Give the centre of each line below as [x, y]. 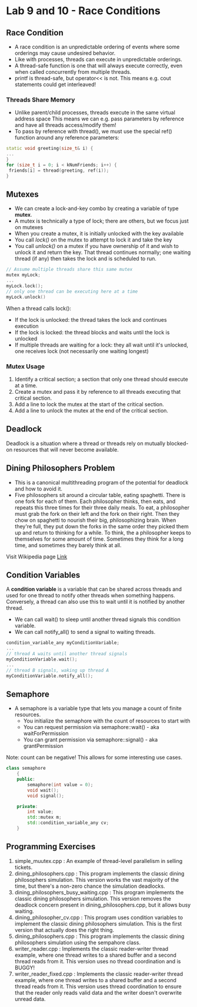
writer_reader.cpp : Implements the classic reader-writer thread [91, 949]
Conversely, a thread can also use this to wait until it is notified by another [96, 602]
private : [27, 806]
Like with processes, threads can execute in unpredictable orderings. [98, 59]
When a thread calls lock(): [39, 308]
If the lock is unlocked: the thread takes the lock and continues [91, 319]
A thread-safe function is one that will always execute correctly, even [98, 66]
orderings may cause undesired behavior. [65, 53]
